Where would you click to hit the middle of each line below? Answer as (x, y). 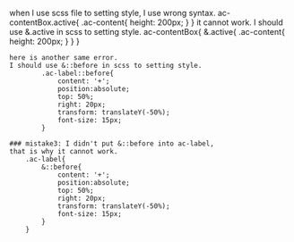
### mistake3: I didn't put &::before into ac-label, (112, 144)
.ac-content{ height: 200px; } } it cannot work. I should (182, 22)
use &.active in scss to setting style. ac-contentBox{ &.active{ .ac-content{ (147, 32)
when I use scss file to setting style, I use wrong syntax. (112, 13)
